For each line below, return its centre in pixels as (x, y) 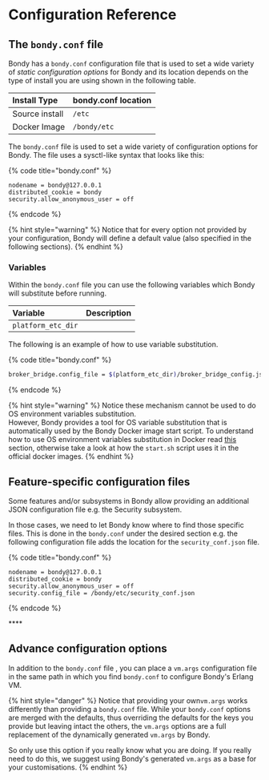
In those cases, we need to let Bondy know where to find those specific (126, 525)
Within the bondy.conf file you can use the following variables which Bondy (132, 285)
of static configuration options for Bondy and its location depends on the (128, 72)
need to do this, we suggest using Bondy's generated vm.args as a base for (132, 758)
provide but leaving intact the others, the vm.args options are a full (117, 726)
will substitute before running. (57, 293)
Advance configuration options (88, 649)
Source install (38, 114)
